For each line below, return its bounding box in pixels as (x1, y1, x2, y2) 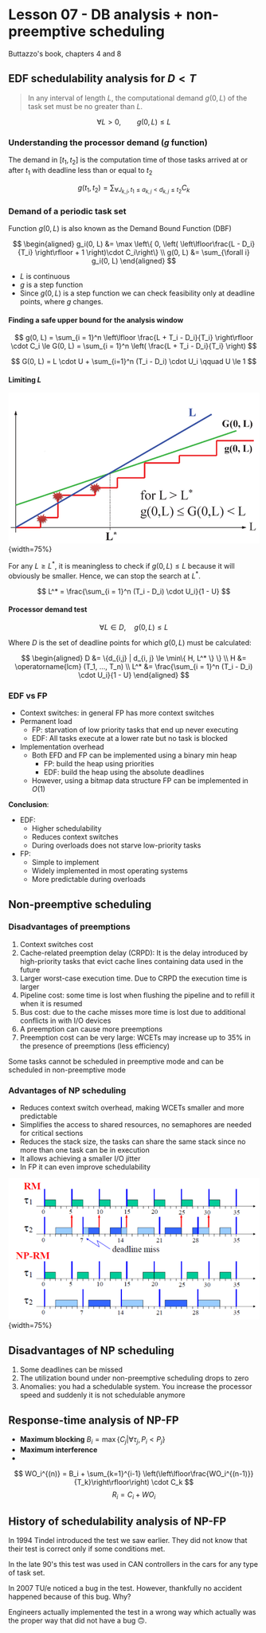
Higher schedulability (31, 824, 102, 833)
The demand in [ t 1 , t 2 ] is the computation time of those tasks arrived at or (8, 155, 248, 166)
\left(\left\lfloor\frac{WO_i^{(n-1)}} (143, 1468, 254, 1478)
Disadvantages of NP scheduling (8, 1344, 174, 1357)
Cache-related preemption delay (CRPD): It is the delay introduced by (19, 948, 248, 957)
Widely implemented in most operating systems (31, 866, 189, 875)
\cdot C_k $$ (151, 1477, 194, 1486)
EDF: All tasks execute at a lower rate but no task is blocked (31, 734, 229, 743)
